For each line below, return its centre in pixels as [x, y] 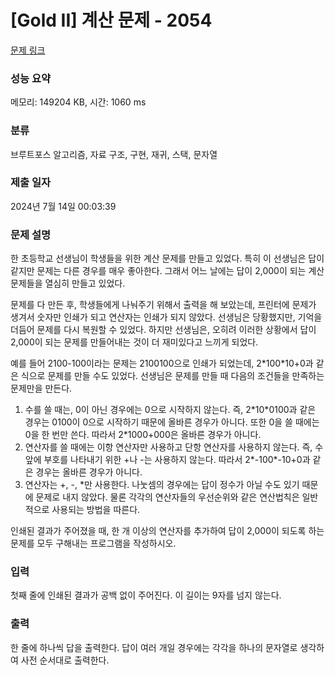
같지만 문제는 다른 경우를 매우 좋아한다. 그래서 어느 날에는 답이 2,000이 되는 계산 [167, 271]
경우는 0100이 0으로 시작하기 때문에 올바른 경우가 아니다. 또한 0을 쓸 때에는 [172, 422]
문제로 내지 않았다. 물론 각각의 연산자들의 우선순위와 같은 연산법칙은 [167, 497]
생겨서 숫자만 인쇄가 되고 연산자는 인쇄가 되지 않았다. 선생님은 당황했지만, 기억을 [166, 317]
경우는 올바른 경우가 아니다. [89, 472]
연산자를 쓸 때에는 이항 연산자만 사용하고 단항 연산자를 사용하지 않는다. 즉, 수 [174, 447]
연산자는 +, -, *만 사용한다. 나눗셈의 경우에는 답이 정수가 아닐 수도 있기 [162, 485]
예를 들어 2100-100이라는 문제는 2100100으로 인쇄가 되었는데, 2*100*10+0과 [162, 363]
